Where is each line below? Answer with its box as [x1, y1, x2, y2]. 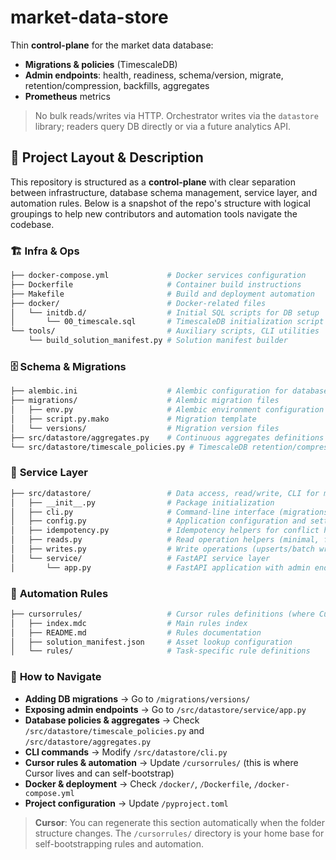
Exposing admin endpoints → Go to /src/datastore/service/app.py [24, 703, 307, 715]
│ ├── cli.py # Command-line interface [10, 507, 275, 517]
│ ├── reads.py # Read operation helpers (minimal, [10, 535, 320, 545]
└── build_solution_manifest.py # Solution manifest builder [28, 336, 288, 346]
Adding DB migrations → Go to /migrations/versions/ [24, 692, 251, 705]
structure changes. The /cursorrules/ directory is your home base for [34, 827, 325, 839]
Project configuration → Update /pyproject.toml [24, 797, 229, 809]
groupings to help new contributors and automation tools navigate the [10, 207, 298, 220]
